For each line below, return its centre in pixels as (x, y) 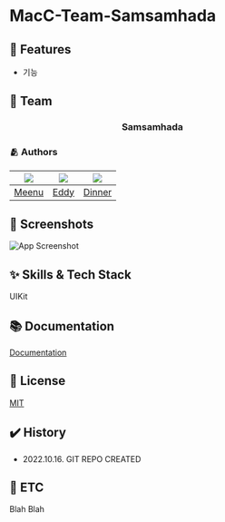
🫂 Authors (34, 153)
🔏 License (38, 381)
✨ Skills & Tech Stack (70, 275)
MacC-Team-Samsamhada (113, 16)
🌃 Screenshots (52, 224)
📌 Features (40, 49)
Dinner (97, 192)
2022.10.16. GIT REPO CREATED (82, 458)
